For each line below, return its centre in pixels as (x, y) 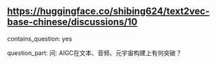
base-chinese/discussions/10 (72, 22)
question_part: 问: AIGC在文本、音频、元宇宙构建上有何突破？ (94, 53)
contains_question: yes (39, 39)
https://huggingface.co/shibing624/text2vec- (108, 11)
